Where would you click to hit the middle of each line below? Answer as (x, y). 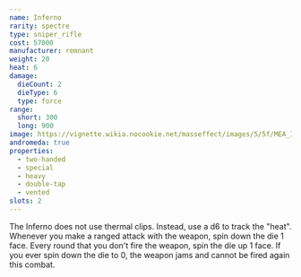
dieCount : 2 (40, 84)
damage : (24, 76)
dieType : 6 (38, 92)
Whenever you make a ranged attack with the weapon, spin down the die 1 (147, 236)
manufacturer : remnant (52, 51)
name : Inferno (36, 17)
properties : (31, 151)
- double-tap (42, 185)
